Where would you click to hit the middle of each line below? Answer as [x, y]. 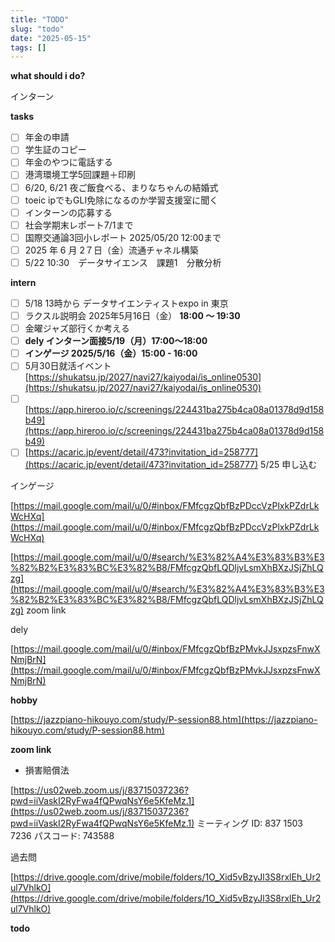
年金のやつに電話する [68, 162]
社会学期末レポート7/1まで [79, 225]
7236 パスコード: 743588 [62, 836]
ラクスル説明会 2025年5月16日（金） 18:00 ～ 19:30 [132, 315]
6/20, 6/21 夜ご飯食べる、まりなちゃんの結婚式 [121, 187]
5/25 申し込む [289, 465]
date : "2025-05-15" [51, 38]
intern [23, 282]
